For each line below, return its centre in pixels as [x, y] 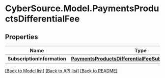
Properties [22, 37]
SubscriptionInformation [37, 59]
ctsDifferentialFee [42, 19]
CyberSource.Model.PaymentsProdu [82, 9]
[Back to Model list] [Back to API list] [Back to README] [61, 71]
